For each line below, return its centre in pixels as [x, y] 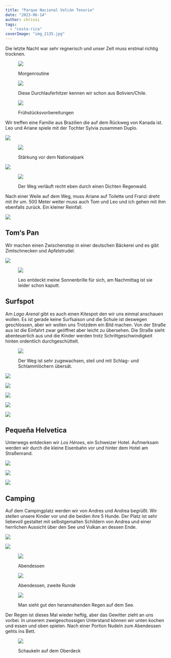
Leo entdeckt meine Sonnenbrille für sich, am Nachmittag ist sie [85, 280]
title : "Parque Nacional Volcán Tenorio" [50, 10]
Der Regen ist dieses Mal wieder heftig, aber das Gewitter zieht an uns [79, 615]
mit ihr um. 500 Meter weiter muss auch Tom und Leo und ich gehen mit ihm [86, 202]
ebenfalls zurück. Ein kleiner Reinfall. [44, 207]
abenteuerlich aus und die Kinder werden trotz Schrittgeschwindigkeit [79, 335]
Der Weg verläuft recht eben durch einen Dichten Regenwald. [83, 186]
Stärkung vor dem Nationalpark [51, 157]
